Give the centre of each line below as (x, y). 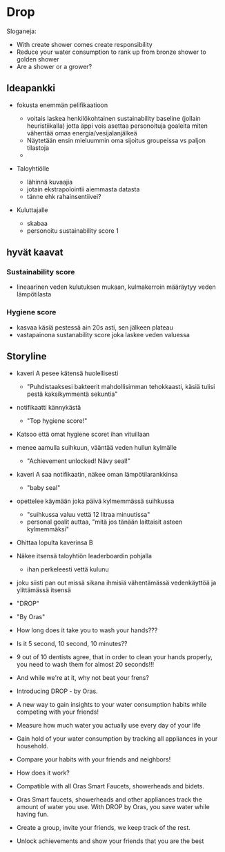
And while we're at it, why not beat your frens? (83, 677)
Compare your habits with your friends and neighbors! (94, 759)
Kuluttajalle (32, 210)
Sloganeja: (21, 31)
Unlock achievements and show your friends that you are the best (110, 841)
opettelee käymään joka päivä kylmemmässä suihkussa (95, 501)
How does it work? (43, 773)
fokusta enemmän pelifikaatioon (62, 105)
